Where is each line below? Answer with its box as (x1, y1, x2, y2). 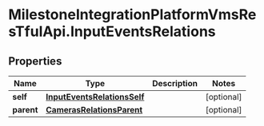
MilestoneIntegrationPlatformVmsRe (8, 6, 257, 24)
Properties (8, 54, 62, 68)
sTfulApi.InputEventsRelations (8, 22, 216, 41)
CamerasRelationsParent (46, 104, 143, 115)
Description (151, 78, 198, 89)
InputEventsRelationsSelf (46, 92, 145, 102)
